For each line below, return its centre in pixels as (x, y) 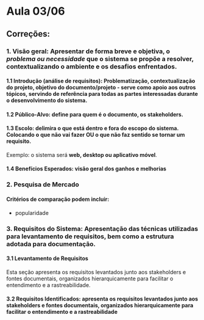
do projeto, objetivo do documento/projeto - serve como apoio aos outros (101, 87)
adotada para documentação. (51, 244)
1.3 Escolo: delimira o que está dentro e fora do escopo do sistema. (93, 128)
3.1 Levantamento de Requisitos (47, 258)
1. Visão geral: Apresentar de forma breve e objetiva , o (88, 51)
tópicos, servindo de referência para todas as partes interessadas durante (102, 94)
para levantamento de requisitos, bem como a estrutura (90, 236)
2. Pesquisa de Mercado (43, 184)
